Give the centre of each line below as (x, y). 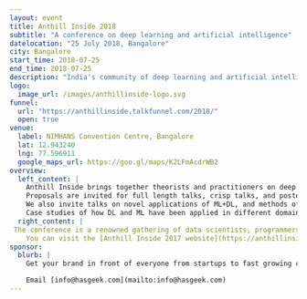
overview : (28, 170)
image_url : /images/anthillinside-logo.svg (101, 94)
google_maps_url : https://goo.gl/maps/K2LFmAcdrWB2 (118, 162)
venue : (22, 129)
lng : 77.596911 (47, 153)
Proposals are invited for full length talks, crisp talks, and (151, 196)
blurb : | (34, 255)
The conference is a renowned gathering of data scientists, (132, 230)
